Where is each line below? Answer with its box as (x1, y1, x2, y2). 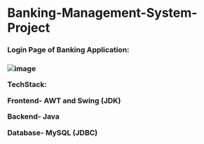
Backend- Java (7, 112, 60, 122)
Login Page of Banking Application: (7, 45, 130, 55)
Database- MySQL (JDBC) (7, 128, 98, 138)
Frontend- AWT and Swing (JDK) (7, 96, 121, 105)
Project (7, 20, 50, 36)
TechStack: (7, 79, 48, 89)
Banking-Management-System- (7, 5, 198, 21)
